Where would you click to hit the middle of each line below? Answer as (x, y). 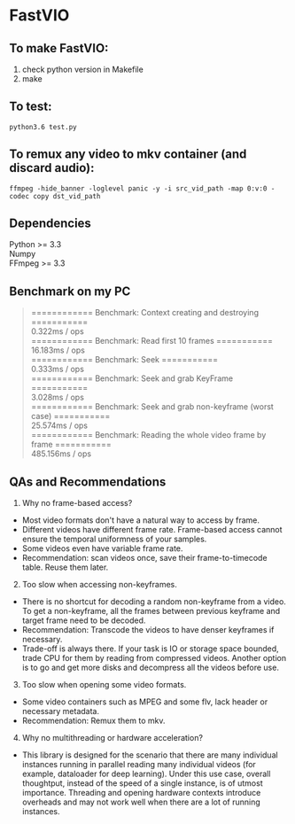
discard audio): (52, 168)
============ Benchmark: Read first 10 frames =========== (151, 341)
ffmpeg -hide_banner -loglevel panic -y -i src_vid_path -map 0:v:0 (138, 188)
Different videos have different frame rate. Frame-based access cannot (152, 530)
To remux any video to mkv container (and (128, 155)
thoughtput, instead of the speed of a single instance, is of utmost (142, 783)
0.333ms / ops (57, 369)
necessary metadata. (61, 711)
